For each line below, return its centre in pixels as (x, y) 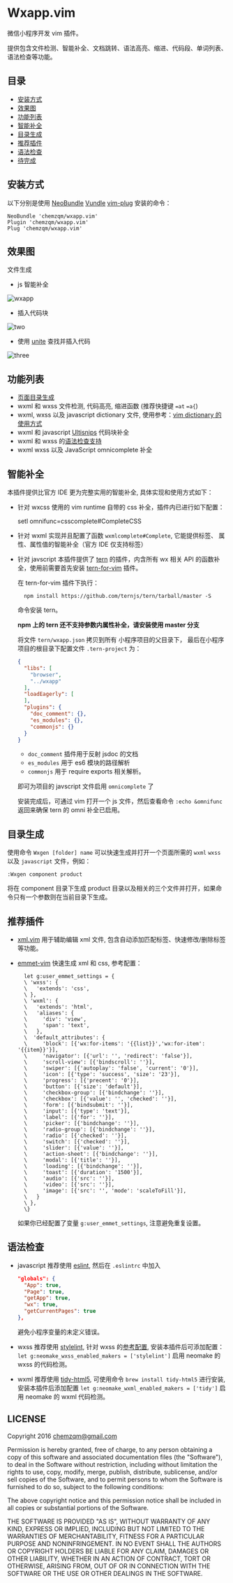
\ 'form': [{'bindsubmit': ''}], (79, 1105)
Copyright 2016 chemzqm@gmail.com (62, 1436)
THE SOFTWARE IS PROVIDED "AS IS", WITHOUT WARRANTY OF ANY (109, 1521)
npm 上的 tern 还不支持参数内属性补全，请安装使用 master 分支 (108, 625)
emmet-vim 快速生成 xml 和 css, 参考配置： (80, 963)
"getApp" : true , (47, 1298)
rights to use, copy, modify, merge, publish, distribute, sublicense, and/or (112, 1472)
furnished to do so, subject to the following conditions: (85, 1486)
